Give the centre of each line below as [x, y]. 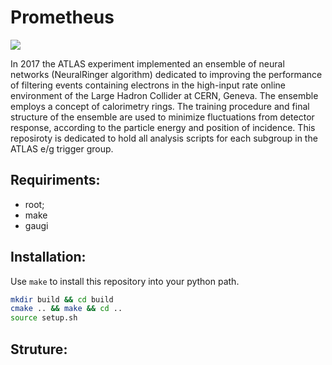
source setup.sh [44, 318]
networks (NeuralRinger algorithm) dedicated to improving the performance [166, 74]
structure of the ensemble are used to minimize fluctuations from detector [162, 117]
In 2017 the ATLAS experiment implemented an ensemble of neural [147, 63]
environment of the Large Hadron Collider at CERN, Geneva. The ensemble [164, 95]
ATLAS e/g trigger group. [62, 148]
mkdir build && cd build [62, 299]
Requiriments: [55, 180]
